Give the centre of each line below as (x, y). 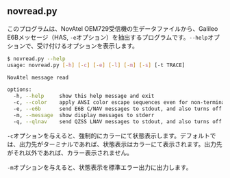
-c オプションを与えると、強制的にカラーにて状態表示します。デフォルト (108, 136)
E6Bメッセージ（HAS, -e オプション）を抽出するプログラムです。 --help (107, 37)
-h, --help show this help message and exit (84, 96)
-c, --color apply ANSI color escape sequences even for (101, 103)
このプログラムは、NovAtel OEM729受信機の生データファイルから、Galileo (113, 28)
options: (20, 90)
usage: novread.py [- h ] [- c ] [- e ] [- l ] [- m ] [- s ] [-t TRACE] (96, 65)
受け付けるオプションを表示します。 (88, 46)
